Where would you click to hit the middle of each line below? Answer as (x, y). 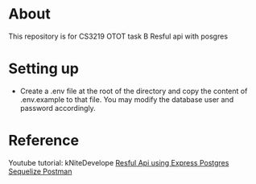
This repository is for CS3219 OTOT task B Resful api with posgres (118, 36)
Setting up (43, 69)
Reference (43, 141)
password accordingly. (58, 108)
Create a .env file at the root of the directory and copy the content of (134, 91)
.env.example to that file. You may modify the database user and (127, 99)
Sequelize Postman (40, 171)
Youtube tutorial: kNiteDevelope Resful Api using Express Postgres (119, 162)
